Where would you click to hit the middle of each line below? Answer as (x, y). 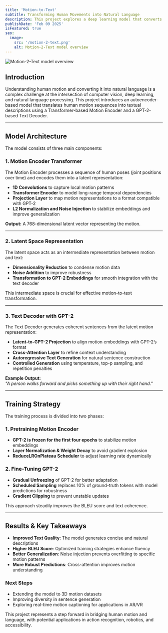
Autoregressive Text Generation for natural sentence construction (81, 358)
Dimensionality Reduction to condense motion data (66, 267)
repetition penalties (32, 368)
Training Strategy (33, 404)
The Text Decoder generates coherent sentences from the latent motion (79, 327)
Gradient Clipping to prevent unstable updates (60, 496)
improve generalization (36, 214)
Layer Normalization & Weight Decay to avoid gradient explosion (80, 451)
